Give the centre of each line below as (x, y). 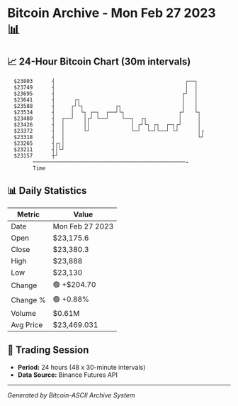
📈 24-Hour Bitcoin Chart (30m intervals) (99, 61)
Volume (24, 313)
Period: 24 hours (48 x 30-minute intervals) (81, 367)
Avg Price (27, 324)
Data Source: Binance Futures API (68, 375)
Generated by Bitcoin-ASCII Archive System (71, 395)
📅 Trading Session (48, 350)
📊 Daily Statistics (47, 191)
